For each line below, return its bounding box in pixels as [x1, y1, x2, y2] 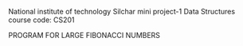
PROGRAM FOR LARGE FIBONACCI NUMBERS [8, 31, 161, 40]
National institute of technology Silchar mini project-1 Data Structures [8, 7, 236, 16]
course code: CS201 [8, 15, 75, 25]
